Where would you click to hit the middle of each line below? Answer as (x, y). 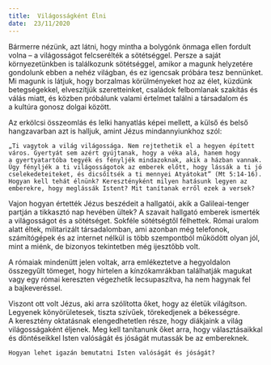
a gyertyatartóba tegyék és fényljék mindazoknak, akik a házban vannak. (135, 160)
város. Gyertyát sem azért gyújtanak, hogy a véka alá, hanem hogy (125, 153)
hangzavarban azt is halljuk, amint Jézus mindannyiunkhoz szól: (115, 131)
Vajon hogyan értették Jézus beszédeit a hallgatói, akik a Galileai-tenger (129, 203)
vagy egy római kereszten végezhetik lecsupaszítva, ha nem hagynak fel (129, 279)
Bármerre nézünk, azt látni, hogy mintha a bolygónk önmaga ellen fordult (130, 46)
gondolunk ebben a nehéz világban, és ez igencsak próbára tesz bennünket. (136, 72)
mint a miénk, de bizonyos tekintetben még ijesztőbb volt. (104, 246)
